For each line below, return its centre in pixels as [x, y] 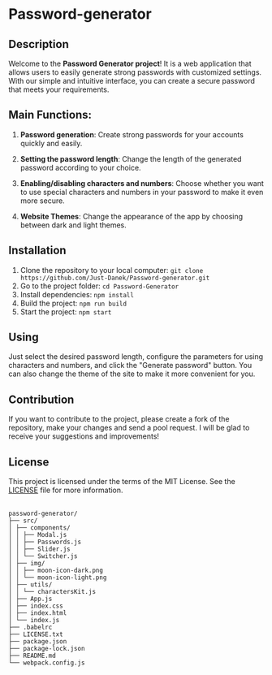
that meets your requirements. [59, 89]
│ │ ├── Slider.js [39, 549]
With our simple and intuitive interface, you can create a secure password [132, 81]
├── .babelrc [30, 627]
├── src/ [23, 521]
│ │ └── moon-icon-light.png [58, 578]
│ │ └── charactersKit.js [52, 592]
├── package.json [38, 642]
